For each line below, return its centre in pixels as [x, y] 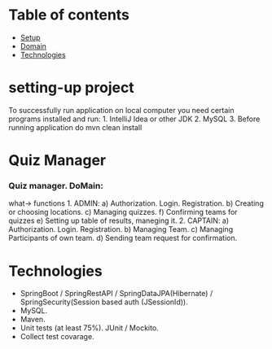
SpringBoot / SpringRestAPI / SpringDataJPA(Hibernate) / [116, 294]
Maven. [33, 320]
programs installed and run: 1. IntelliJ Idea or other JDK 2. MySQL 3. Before [134, 119]
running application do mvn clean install [75, 127]
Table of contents [69, 15]
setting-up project [71, 88]
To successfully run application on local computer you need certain [121, 110]
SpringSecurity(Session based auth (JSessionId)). [104, 302]
